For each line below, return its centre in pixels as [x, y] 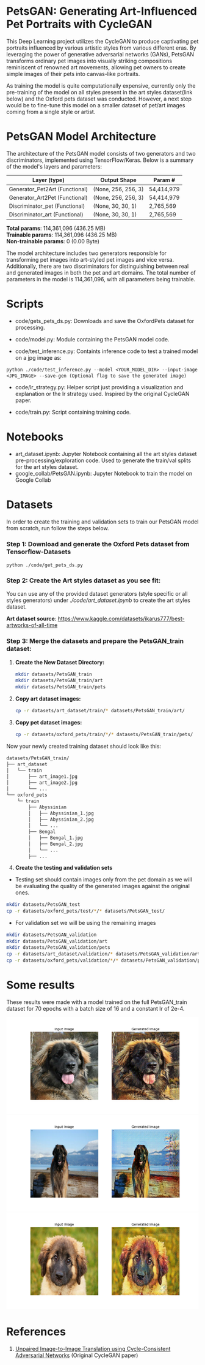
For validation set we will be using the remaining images [85, 922]
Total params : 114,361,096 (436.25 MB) [56, 228]
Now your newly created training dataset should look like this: [84, 746]
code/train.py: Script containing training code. [73, 412]
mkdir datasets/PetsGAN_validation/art [57, 941]
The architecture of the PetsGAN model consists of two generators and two [101, 153]
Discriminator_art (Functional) [46, 215]
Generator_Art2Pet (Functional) [49, 197]
